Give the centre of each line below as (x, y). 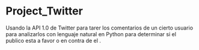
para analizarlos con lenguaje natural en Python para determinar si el (91, 34)
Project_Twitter (44, 11)
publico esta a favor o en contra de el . (54, 40)
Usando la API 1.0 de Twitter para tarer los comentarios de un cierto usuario (99, 28)
